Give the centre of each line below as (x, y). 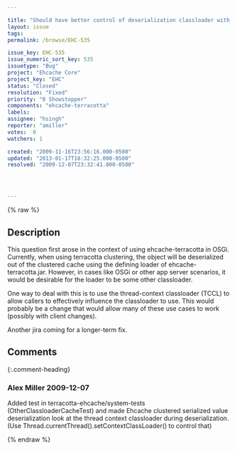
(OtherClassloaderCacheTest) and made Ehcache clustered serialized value (118, 411)
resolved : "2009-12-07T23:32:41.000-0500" (71, 165)
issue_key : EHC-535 (36, 53)
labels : (19, 112)
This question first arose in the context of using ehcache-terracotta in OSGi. (118, 249)
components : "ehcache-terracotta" (59, 106)
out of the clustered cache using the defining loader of (87, 264)
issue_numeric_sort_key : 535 (50, 60)
